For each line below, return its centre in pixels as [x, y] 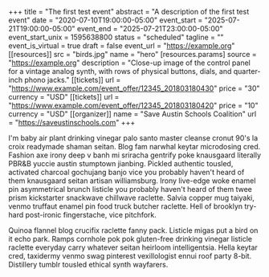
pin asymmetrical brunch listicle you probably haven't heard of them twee [130, 189]
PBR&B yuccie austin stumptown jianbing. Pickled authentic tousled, [121, 163]
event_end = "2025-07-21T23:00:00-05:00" [150, 29]
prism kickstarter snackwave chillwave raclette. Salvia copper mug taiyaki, [132, 198]
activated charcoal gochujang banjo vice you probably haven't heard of [126, 172]
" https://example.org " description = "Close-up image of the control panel [129, 63]
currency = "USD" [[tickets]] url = [64, 97]
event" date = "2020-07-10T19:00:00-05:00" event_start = [106, 20]
